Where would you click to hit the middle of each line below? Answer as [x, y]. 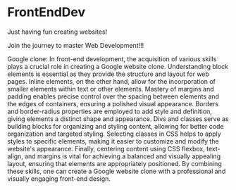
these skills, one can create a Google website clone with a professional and [117, 171]
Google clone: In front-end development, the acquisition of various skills [112, 59]
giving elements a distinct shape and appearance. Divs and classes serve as [118, 119]
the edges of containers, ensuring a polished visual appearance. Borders [113, 103]
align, [15, 156]
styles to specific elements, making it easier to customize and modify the [113, 141]
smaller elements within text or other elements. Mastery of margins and [111, 89]
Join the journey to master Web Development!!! [76, 45]
